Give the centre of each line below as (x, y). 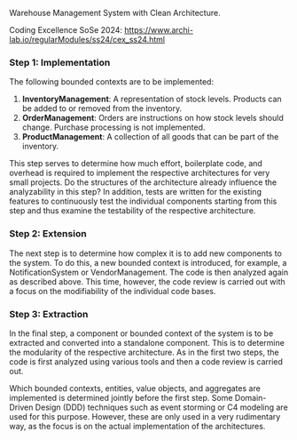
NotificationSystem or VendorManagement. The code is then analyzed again (149, 272)
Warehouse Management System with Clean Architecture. (115, 13)
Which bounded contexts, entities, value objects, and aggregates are (135, 388)
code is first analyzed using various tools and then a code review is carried (146, 361)
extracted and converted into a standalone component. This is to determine (147, 342)
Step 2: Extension (48, 234)
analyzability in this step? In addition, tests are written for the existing (135, 192)
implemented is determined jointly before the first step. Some (121, 397)
